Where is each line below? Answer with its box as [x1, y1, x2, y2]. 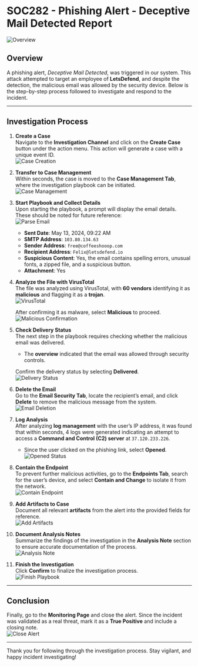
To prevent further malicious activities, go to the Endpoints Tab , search [15, 470, 189, 477]
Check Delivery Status [15, 326, 72, 333]
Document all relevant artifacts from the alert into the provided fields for [15, 506, 191, 514]
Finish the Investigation [15, 560, 74, 567]
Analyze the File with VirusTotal [15, 278, 95, 286]
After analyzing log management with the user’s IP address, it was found [15, 422, 192, 429]
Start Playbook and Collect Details [15, 199, 101, 206]
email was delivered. [15, 339, 65, 346]
